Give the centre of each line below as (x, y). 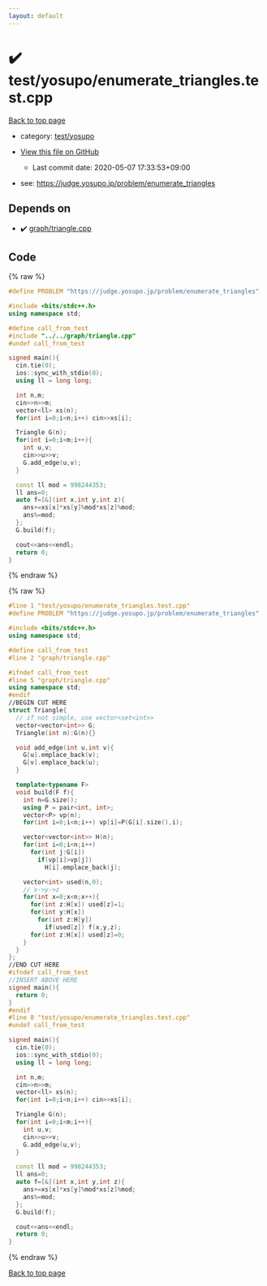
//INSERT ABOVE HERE (43, 980)
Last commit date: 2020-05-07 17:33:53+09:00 (111, 167)
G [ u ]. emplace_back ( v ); (61, 755)
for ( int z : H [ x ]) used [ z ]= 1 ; (78, 905)
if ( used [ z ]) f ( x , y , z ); (83, 927)
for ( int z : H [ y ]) (65, 920)
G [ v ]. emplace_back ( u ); (61, 763)
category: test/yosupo (57, 135)
